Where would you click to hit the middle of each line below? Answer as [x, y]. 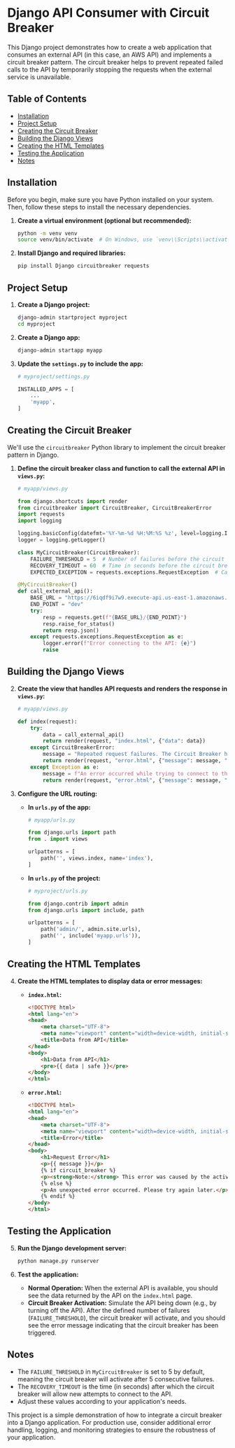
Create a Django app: [49, 337]
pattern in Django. [33, 455]
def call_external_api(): [55, 591]
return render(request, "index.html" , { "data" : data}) [124, 741]
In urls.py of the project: [64, 878]
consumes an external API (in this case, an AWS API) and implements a [109, 55]
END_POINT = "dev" [57, 605]
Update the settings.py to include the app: [80, 364]
